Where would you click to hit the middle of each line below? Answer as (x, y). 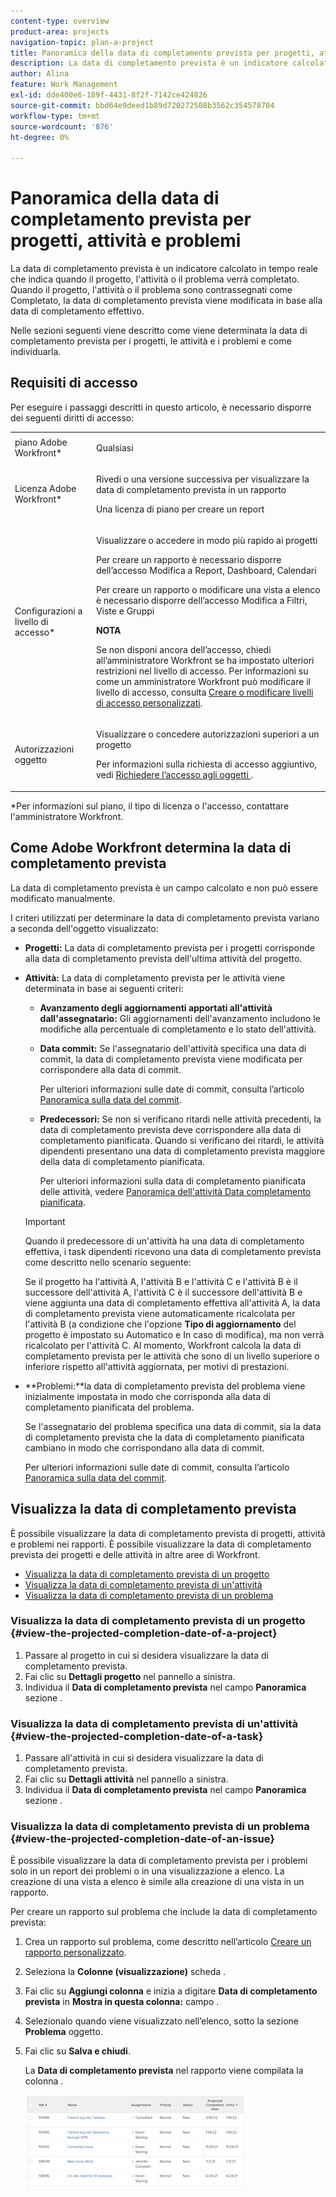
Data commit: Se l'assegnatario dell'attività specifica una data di (173, 1048)
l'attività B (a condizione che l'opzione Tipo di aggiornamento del (160, 1324)
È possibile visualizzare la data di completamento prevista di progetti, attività (168, 1533)
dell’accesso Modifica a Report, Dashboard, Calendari (206, 571)
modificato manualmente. (63, 898)
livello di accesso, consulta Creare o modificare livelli (204, 692)
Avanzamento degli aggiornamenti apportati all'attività (156, 1007)
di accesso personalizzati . (149, 703)
